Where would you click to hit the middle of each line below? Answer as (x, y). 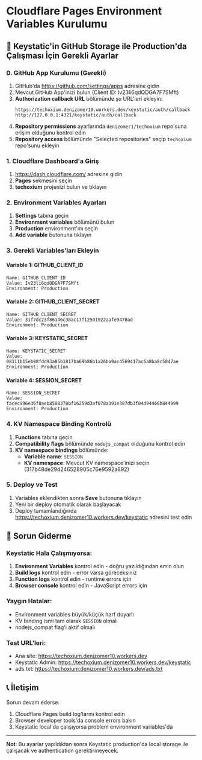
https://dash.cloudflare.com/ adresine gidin (69, 174)
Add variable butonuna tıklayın (53, 235)
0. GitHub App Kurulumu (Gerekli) (57, 72)
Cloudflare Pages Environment (84, 11)
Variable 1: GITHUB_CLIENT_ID (45, 265)
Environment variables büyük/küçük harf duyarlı (74, 614)
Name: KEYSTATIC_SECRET (36, 351)
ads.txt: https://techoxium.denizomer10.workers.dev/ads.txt (89, 669)
